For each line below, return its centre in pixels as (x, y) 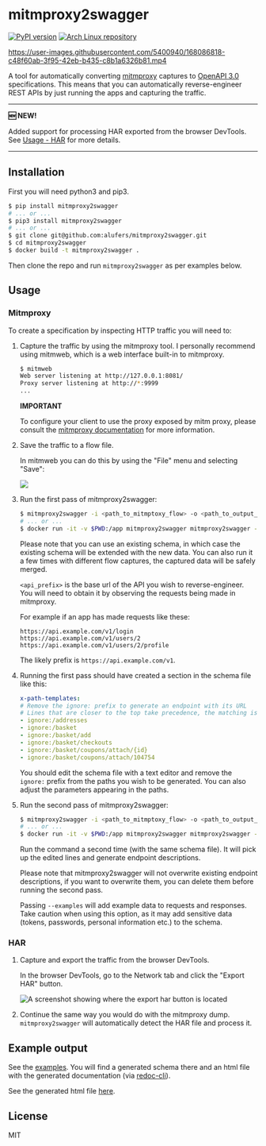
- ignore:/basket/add (55, 735)
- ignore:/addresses (53, 720)
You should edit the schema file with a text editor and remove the (125, 773)
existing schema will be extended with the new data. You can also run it (136, 552)
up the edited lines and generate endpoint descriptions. (110, 858)
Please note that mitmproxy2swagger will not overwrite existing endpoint (139, 873)
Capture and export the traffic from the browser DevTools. (114, 960)
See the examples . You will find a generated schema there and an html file (129, 1067)
